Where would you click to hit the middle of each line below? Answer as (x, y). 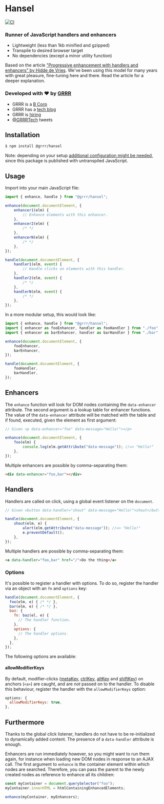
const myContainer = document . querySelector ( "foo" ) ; (60, 783)
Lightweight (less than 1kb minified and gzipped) (61, 45)
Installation (22, 135)
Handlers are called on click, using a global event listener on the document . (79, 501)
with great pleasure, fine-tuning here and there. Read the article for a (74, 76)
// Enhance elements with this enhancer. (65, 215)
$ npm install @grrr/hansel (34, 146)
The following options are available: (41, 656)
